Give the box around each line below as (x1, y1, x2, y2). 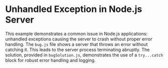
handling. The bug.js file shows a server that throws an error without (5, 41, 148, 47)
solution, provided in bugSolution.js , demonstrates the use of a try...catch (5, 51, 163, 58)
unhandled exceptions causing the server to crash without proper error (5, 36, 152, 42)
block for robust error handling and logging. (5, 57, 96, 63)
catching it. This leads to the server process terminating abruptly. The (5, 46, 150, 52)
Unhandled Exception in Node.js (5, 3, 142, 15)
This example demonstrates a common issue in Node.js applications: (5, 30, 148, 36)
